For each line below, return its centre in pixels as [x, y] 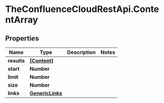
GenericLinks [46, 93]
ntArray [22, 20]
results [16, 61]
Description [81, 52]
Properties [22, 38]
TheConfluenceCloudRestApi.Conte [82, 9]
